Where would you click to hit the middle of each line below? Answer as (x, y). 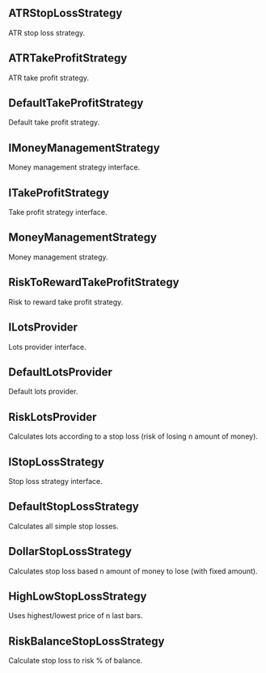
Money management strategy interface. (74, 167)
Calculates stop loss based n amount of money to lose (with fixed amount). (133, 571)
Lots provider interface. (47, 347)
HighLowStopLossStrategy (78, 596)
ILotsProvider (43, 328)
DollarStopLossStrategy (70, 551)
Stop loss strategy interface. (55, 481)
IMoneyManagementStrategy (84, 147)
